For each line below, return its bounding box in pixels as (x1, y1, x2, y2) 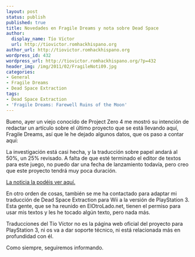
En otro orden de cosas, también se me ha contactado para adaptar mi (6, 190, 177, 197)
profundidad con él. (6, 232, 54, 239)
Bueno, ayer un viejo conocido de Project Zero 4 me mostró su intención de (6, 118, 189, 125)
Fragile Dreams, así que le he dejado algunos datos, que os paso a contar (6, 130, 184, 137)
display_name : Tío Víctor (11, 36, 75, 42)
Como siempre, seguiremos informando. (6, 244, 104, 251)
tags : (6, 91, 19, 97)
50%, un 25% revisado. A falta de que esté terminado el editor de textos (6, 154, 181, 162)
